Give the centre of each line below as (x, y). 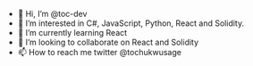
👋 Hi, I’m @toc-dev (52, 14)
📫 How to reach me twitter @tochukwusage (99, 52)
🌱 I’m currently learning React (72, 33)
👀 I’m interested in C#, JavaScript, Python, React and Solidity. (131, 23)
